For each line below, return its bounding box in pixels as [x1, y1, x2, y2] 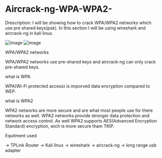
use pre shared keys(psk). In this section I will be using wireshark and [5, 25, 146, 31]
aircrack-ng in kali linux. [5, 30, 54, 36]
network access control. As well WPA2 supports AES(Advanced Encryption [5, 118, 157, 124]
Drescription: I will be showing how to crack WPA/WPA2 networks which [5, 20, 152, 26]
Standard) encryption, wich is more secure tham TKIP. [5, 123, 114, 129]
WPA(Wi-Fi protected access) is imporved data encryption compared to [5, 83, 150, 89]
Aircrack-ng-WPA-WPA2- [5, 3, 112, 15]
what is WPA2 [5, 97, 33, 104]
